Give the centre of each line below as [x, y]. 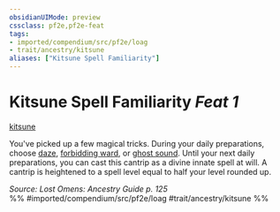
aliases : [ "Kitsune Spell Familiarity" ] [85, 58]
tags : [19, 34]
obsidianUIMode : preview [55, 17]
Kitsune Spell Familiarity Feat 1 [124, 102]
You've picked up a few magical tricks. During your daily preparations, [137, 143]
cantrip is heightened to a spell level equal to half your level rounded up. [140, 171]
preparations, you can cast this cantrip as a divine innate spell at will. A [138, 162]
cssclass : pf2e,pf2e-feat [57, 26]
